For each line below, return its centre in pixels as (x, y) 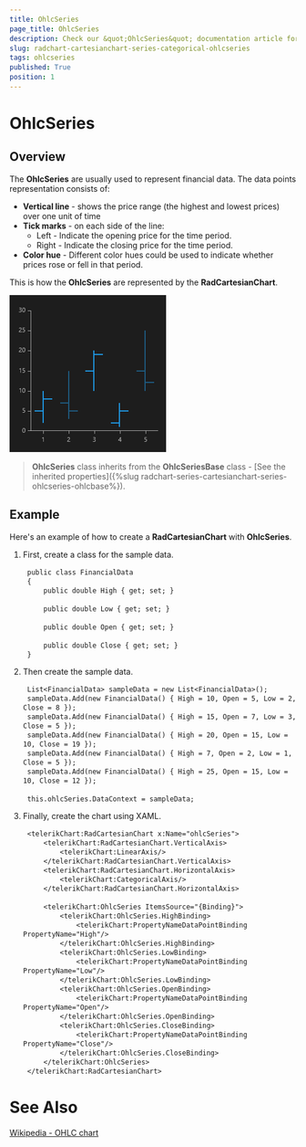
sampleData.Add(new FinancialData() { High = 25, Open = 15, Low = (158, 772)
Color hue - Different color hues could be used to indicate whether (148, 255)
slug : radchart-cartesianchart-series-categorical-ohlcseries (130, 48)
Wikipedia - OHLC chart (54, 1132)
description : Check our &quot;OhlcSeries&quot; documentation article (146, 38)
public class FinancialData (80, 572)
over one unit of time (62, 216)
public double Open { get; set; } (109, 627)
